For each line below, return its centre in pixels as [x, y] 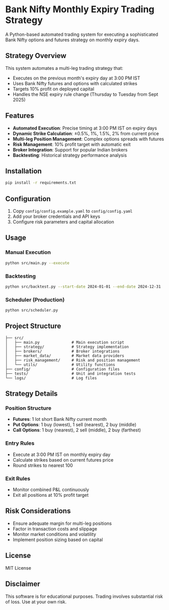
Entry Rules [20, 443]
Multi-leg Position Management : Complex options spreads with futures [88, 139]
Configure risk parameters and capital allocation [63, 222]
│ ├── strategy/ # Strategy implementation [67, 347]
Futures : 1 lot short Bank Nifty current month [60, 419]
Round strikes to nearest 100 [43, 465]
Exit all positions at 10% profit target [51, 495]
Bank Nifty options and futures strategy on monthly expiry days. [73, 40]
